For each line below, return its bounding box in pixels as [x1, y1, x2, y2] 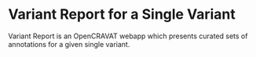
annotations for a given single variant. [8, 39, 130, 48]
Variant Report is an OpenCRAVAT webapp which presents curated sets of [8, 31, 248, 41]
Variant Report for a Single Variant [8, 5, 236, 23]
